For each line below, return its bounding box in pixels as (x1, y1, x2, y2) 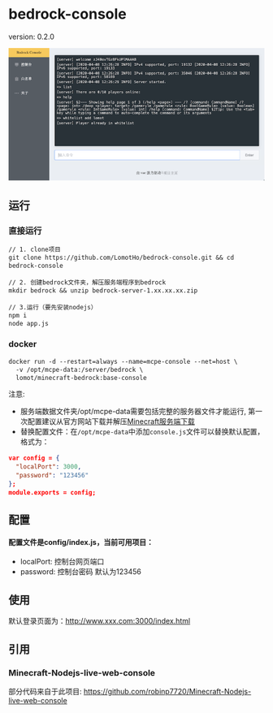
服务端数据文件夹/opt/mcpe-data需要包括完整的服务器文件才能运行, (19, 407, 246, 417)
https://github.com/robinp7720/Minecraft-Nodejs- (83, 686, 252, 696)
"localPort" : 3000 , (15, 463, 82, 471)
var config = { (8, 454, 60, 463)
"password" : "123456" (15, 472, 89, 480)
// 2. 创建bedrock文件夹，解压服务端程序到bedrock (8, 279, 167, 287)
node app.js (8, 320, 49, 328)
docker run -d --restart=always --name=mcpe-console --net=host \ (8, 358, 238, 366)
